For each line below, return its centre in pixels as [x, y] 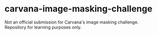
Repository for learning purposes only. [43, 27]
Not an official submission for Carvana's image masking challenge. [72, 22]
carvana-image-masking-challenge [78, 9]
